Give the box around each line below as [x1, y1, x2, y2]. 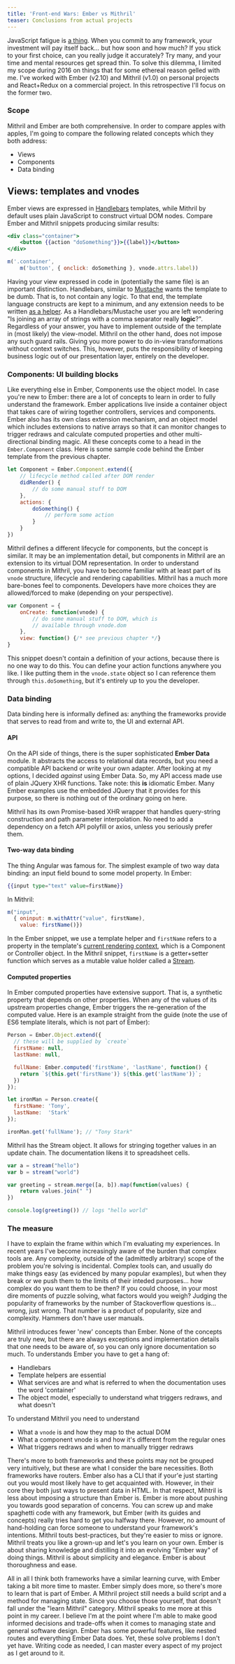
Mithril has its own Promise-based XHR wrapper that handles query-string [7, 807, 221, 816]
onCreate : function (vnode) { [20, 608, 105, 616]
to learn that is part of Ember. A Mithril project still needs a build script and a [7, 1590, 227, 1598]
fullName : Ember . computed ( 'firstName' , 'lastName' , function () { [13, 1064, 208, 1071]
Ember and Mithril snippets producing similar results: [7, 219, 159, 227]
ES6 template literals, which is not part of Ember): [7, 1018, 150, 1026]
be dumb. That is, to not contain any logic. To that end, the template [7, 292, 203, 300]
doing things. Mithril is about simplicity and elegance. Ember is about [7, 1553, 206, 1562]
